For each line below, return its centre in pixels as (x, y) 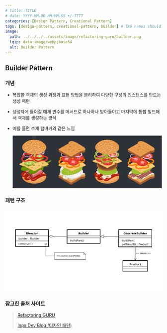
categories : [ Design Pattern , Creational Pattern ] (59, 21)
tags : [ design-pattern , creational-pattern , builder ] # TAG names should (83, 26)
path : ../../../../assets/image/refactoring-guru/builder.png (75, 37)
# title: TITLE (21, 10)
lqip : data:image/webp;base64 (41, 42)
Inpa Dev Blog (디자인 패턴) (44, 325)
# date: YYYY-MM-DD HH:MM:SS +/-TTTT (44, 16)
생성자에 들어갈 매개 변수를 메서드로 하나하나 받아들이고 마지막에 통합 (79, 111)
